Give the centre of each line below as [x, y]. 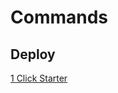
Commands [59, 17]
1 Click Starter [39, 78]
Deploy [33, 54]
